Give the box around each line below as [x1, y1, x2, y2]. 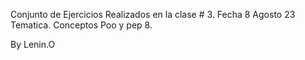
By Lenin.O [10, 39, 56, 50]
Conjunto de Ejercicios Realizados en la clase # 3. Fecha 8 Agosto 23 [10, 9, 296, 20]
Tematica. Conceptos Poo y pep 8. [10, 19, 153, 31]
